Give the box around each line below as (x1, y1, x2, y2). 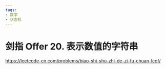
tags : (5, 7, 17, 13)
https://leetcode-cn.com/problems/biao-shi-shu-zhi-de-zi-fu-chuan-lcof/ (5, 58, 161, 64)
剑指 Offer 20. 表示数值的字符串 (5, 40, 138, 52)
